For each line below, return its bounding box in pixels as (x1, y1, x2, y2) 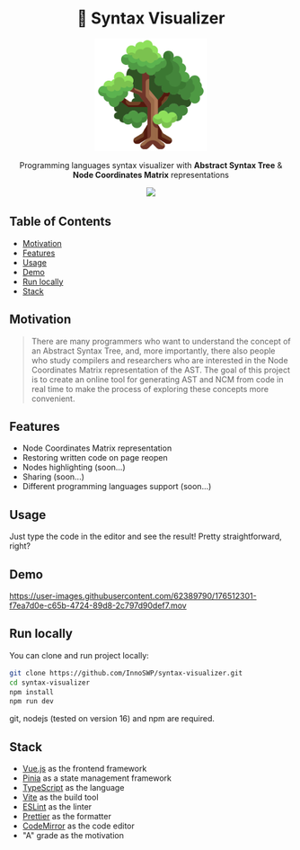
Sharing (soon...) (22, 471, 85, 482)
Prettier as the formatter (22, 811, 112, 822)
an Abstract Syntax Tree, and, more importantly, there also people (31, 345, 276, 356)
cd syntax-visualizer (9, 678, 91, 687)
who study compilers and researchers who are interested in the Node (31, 354, 289, 365)
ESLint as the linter (22, 801, 93, 812)
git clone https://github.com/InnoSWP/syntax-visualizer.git (9, 668, 243, 677)
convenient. (31, 393, 75, 404)
